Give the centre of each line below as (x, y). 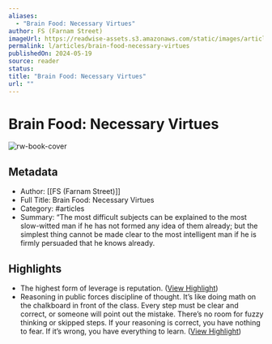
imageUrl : (25, 39)
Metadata (33, 172)
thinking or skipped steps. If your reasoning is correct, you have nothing (140, 323)
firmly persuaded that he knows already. (87, 243)
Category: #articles (52, 209)
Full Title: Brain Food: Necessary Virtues (87, 200)
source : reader (34, 62)
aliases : (23, 16)
